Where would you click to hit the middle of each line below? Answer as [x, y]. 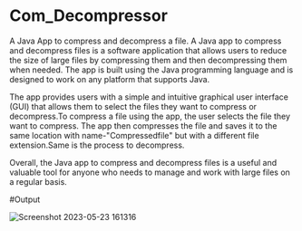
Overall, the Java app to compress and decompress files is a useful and [143, 162]
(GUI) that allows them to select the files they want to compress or [133, 106]
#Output [25, 199]
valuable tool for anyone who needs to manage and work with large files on [150, 172]
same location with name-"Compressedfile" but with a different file [135, 135]
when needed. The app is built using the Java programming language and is [151, 70]
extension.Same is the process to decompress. [97, 145]
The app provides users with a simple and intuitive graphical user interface [149, 97]
